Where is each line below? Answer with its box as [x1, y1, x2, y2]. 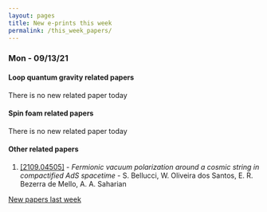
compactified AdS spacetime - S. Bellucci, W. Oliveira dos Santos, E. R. [19, 171, 253, 180]
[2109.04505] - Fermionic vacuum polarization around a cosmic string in [19, 162, 260, 171]
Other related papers [8, 144, 79, 154]
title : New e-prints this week [8, 19, 112, 27]
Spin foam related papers [8, 108, 94, 118]
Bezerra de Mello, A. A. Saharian [19, 179, 127, 188]
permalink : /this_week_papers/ [8, 26, 112, 34]
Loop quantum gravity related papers [8, 73, 135, 82]
